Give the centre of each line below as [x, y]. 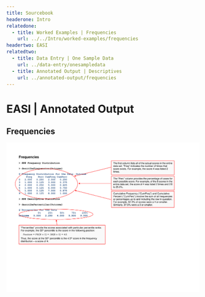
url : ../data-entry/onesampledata [61, 64]
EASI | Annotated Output [70, 109]
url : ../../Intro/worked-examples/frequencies [78, 39]
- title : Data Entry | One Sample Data [63, 58]
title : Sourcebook [30, 13]
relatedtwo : [21, 52]
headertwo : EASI [27, 45]
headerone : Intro [29, 19]
